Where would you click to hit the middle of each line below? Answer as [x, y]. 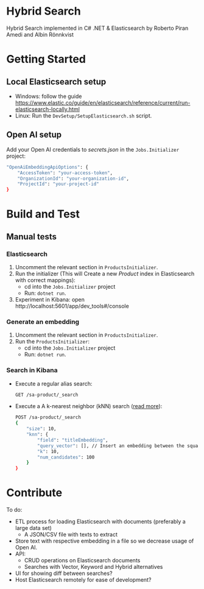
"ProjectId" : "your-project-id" [58, 184]
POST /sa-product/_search [48, 418]
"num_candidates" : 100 [66, 457]
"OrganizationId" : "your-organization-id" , [73, 178]
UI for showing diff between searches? [64, 573]
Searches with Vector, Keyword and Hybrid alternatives [93, 567]
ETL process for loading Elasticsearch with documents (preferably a [100, 521]
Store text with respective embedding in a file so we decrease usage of [104, 541]
